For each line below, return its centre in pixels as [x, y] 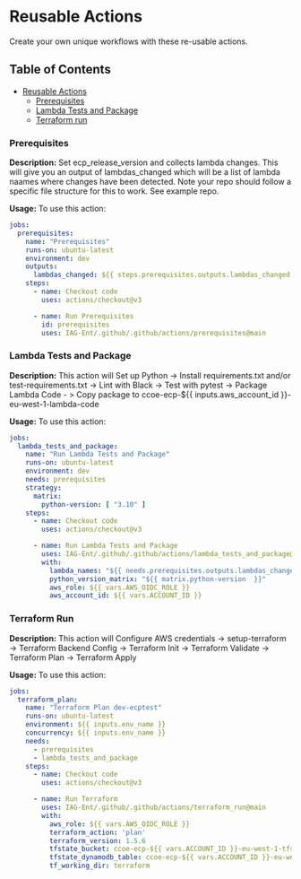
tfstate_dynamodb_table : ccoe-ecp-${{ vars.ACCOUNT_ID [153, 857]
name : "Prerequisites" [68, 241]
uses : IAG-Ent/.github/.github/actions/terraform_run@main [154, 808]
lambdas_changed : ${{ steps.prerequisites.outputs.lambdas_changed [162, 275]
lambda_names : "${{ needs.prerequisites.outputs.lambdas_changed [173, 570]
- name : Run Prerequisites [83, 316]
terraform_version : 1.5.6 [97, 840]
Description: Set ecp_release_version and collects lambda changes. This [144, 162]
